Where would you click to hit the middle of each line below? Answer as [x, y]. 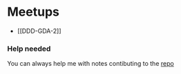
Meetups [34, 12]
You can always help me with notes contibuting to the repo [90, 64]
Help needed [29, 49]
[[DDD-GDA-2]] [39, 31]
